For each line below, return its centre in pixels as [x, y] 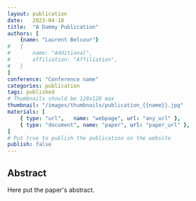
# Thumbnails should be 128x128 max [61, 99]
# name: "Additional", [50, 53]
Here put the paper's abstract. [51, 190]
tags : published [31, 92]
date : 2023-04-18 [36, 20]
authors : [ [23, 33]
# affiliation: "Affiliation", [63, 60]
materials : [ [26, 112]
